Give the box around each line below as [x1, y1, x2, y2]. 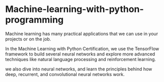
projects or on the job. [5, 36, 51, 42]
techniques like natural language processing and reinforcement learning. [5, 56, 156, 62]
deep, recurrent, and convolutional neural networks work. [5, 71, 125, 77]
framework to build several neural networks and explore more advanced [5, 51, 155, 57]
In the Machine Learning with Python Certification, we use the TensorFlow [5, 45, 159, 51]
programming [5, 14, 64, 25]
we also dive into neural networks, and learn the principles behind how [5, 66, 152, 72]
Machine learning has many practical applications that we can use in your [5, 30, 158, 36]
